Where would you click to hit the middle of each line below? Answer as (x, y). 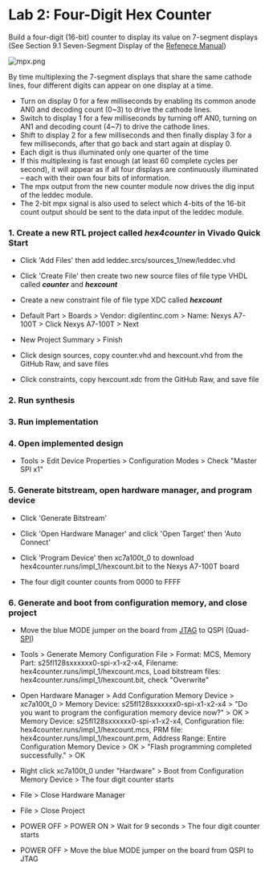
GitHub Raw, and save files (64, 364)
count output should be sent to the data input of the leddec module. (132, 211)
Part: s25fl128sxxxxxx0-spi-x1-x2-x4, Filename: (99, 663)
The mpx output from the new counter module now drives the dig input (137, 186)
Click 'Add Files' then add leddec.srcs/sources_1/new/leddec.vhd (127, 261)
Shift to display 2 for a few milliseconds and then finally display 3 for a (136, 135)
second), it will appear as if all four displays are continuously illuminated (139, 169)
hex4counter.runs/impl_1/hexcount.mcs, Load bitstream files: (120, 671)
